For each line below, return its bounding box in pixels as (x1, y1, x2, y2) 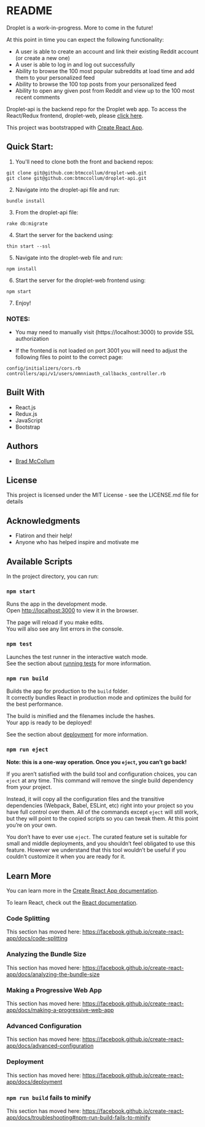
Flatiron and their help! (15, 532, 72, 539)
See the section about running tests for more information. (6, 660, 152, 667)
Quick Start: (6, 142, 53, 152)
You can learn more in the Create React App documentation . (6, 887, 159, 894)
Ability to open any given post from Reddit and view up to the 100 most (15, 87, 195, 94)
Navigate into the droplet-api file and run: (15, 185, 120, 193)
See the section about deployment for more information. (6, 731, 149, 738)
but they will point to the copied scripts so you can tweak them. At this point (6, 815, 198, 822)
